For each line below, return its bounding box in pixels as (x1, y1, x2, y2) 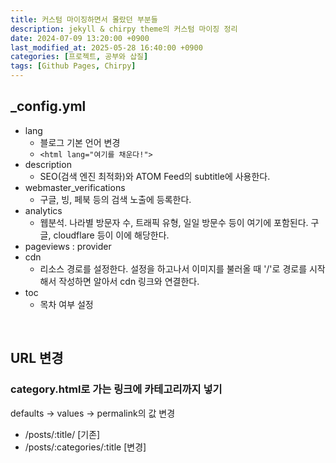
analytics (24, 204, 63, 216)
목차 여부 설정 (39, 298, 94, 310)
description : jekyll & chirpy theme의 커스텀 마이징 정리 (10, 24, 238, 34)
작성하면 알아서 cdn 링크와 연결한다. (58, 275, 200, 287)
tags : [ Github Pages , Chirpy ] (10, 61, 137, 71)
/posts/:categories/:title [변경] (24, 441, 147, 453)
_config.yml (10, 98, 87, 115)
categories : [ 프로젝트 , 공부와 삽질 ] (10, 52, 149, 62)
